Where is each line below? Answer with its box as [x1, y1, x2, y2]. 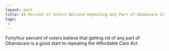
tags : [5, 16, 17, 21]
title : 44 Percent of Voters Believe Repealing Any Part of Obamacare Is [5, 12, 165, 17]
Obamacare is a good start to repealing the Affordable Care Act [5, 40, 138, 46]
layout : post [5, 7, 33, 12]
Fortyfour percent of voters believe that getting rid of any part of [5, 35, 140, 41]
